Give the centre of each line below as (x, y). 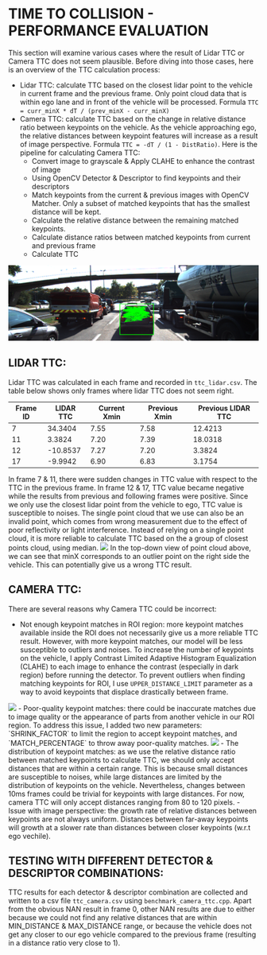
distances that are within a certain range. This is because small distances (128, 768)
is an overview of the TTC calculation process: (84, 69)
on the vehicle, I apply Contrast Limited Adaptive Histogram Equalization (138, 658)
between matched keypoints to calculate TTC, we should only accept (122, 759)
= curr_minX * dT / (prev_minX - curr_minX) (95, 111)
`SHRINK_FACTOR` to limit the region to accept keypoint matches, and (123, 733)
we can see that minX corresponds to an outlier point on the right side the (129, 556)
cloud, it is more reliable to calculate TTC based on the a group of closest (128, 538)
